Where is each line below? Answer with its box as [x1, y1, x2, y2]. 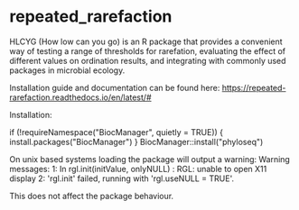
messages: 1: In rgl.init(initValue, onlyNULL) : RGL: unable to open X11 [9, 163, 267, 174]
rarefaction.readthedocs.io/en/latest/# [9, 92, 152, 103]
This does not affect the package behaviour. [9, 190, 174, 201]
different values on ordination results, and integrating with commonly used [9, 55, 286, 66]
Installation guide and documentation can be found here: [9, 82, 220, 93]
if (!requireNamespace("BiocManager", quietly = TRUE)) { [9, 126, 224, 137]
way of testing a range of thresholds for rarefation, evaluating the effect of [9, 45, 286, 56]
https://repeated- [221, 82, 286, 93]
